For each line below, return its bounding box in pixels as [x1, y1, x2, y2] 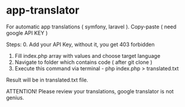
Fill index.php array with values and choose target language [14, 52, 161, 59]
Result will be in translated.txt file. [6, 76, 89, 83]
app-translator [6, 4, 80, 17]
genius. [6, 94, 25, 101]
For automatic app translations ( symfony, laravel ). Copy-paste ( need [6, 23, 177, 30]
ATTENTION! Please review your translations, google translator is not [6, 87, 174, 95]
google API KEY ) [6, 29, 48, 36]
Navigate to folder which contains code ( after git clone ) [14, 59, 152, 66]
